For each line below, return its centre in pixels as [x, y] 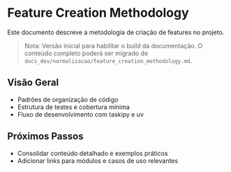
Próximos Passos [45, 137]
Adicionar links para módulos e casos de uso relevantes [98, 160]
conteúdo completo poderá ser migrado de [86, 53]
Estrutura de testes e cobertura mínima [74, 107]
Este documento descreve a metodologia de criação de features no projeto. [116, 32]
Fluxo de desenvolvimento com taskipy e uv [81, 114]
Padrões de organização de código [68, 99]
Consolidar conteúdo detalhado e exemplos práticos [92, 153]
